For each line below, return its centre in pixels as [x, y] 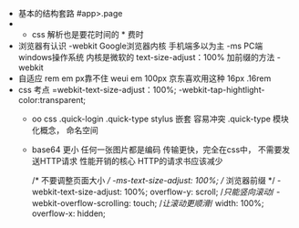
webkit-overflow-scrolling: [82, 203]
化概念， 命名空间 [65, 130]
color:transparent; [52, 100]
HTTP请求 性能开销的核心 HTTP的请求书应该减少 [131, 161]
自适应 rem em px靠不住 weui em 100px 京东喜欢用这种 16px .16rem [144, 78]
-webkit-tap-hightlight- [222, 90]
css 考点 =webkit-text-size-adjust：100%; [97, 90]
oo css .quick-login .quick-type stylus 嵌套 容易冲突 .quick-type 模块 [160, 119]
